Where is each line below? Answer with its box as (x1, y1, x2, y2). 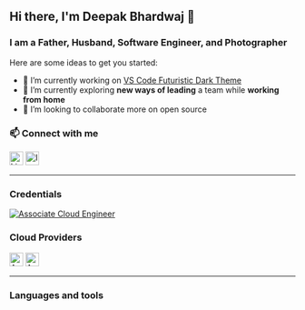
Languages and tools (9, 288, 104, 301)
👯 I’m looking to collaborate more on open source (22, 104, 207, 115)
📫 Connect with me (9, 126, 99, 139)
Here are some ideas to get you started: (9, 56, 159, 68)
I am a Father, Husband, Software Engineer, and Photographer (9, 36, 288, 49)
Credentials (9, 187, 62, 200)
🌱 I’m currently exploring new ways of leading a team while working (22, 84, 280, 95)
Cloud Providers (9, 231, 83, 244)
